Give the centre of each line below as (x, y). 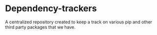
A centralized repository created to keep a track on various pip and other (79, 22)
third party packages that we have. (40, 27)
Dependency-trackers (51, 9)
